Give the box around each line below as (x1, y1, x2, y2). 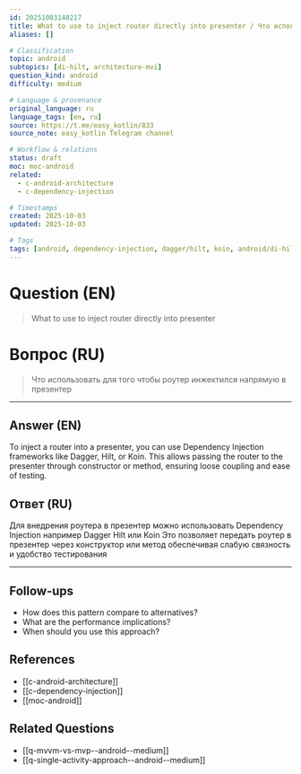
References (9, 652, 75, 667)
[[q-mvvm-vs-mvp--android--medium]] (21, 744, 169, 755)
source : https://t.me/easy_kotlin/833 (9, 120, 154, 130)
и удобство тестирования (9, 549, 107, 559)
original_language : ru (9, 104, 94, 113)
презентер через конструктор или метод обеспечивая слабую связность (9, 540, 291, 550)
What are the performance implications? (21, 617, 171, 628)
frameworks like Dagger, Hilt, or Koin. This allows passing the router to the (9, 451, 284, 462)
